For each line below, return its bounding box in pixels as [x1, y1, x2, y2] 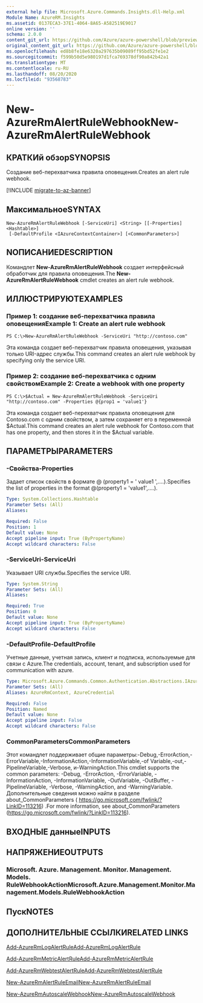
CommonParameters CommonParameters [6, 737, 131, 745]
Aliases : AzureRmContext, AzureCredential [6, 689, 115, 696]
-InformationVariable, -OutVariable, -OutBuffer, [53, 777, 170, 784]
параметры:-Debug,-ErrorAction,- [106, 751, 193, 758]
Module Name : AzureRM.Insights [6, 15, 85, 21]
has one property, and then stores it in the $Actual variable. [6, 428, 154, 436]
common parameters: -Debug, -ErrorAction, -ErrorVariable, [6, 770, 153, 778]
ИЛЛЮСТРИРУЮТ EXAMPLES [6, 294, 123, 304]
